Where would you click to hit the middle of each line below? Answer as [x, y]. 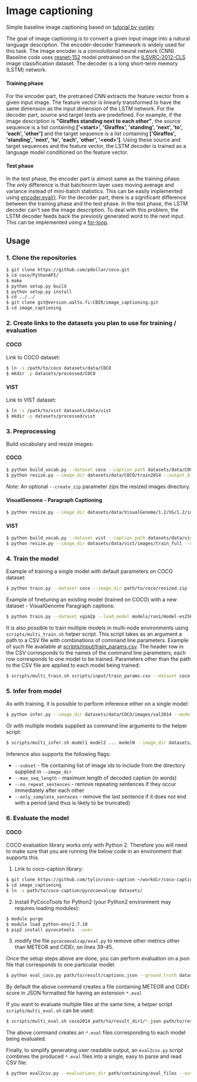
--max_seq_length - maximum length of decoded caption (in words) [96, 778]
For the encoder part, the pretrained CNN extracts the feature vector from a [97, 96]
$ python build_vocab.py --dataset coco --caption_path [76, 470]
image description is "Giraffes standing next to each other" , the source [93, 121]
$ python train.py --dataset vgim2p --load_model [68, 617]
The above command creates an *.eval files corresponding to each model [96, 1033]
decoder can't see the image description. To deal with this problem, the [92, 210]
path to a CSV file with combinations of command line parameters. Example [97, 641]
